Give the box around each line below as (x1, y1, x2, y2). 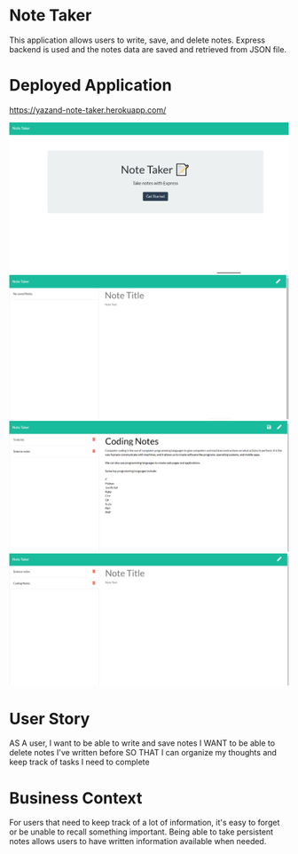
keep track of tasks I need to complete (9, 756, 150, 768)
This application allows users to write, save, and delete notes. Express (9, 35, 266, 45)
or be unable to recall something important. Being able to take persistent (9, 826, 273, 837)
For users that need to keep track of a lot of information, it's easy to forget (9, 818, 280, 828)
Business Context (9, 787, 143, 808)
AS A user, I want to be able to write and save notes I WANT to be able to (9, 738, 276, 748)
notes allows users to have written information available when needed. (9, 836, 267, 847)
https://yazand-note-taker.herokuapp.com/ (9, 104, 167, 115)
